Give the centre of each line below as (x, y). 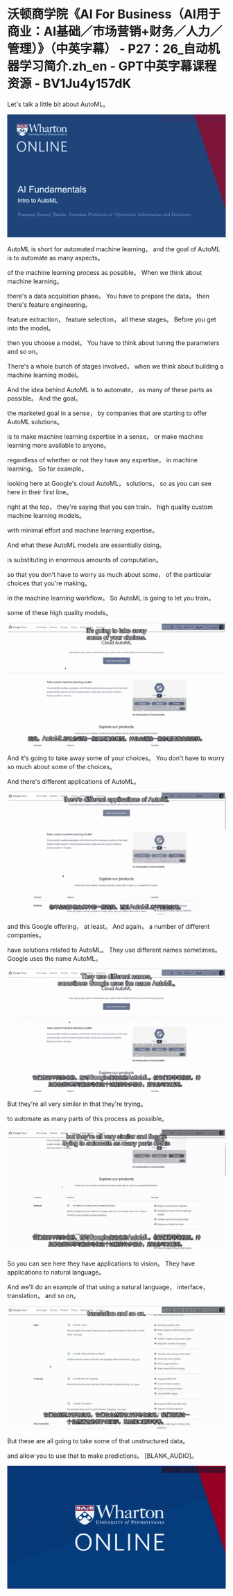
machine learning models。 (46, 516)
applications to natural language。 (56, 1272)
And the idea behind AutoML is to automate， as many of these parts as (110, 390)
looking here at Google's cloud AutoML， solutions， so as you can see (109, 484)
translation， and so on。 (43, 1296)
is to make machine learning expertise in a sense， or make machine (105, 437)
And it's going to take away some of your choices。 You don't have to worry (116, 758)
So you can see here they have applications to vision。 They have (101, 1263)
